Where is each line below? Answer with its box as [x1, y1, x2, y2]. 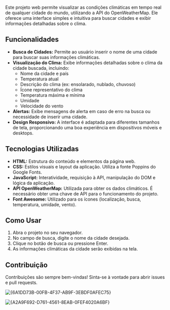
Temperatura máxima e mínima [20, 92, 85, 98]
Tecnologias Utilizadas [5, 145, 79, 153]
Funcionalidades [5, 35, 59, 44]
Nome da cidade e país [20, 70, 69, 76]
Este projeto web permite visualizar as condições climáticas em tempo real [5, 5, 161, 10]
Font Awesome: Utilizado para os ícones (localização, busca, [12, 196, 141, 202]
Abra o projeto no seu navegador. [12, 230, 83, 236]
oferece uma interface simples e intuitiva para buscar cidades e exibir [5, 15, 151, 21]
